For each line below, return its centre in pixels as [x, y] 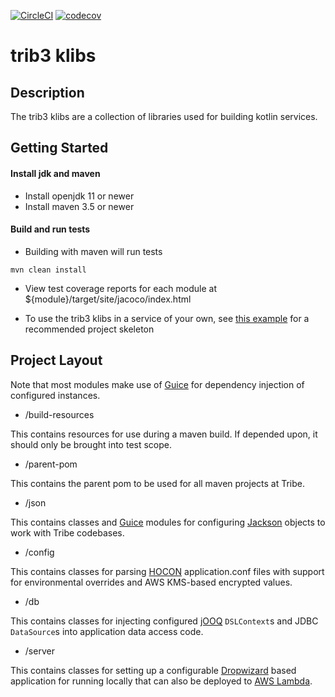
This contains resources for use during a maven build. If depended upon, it [164, 434]
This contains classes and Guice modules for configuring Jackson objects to [168, 522]
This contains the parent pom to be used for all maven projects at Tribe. [158, 483]
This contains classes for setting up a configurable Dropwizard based [153, 670]
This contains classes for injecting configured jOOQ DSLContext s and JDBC [164, 621]
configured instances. [55, 395]
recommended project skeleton [89, 329]
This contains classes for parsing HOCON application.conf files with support [167, 571]
